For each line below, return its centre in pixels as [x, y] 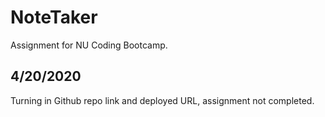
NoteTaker [54, 17]
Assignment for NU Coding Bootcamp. [89, 45]
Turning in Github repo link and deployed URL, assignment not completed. [162, 100]
